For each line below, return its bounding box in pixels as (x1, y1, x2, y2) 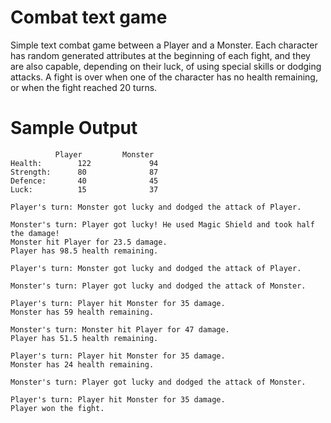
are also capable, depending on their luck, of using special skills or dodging (10, 60, 322, 72)
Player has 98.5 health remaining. (10, 246, 159, 256)
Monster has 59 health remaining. (10, 307, 155, 317)
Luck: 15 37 (10, 184, 159, 195)
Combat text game (10, 6, 168, 29)
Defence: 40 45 (10, 176, 159, 186)
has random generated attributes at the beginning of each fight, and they (10, 49, 311, 61)
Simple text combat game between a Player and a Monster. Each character (10, 39, 318, 51)
